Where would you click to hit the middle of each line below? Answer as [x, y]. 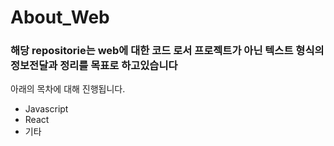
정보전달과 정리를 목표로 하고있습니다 [94, 66]
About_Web [60, 17]
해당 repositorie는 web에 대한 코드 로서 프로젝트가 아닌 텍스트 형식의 [167, 51]
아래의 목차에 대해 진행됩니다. [68, 89]
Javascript [46, 109]
